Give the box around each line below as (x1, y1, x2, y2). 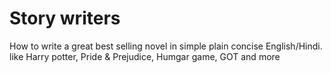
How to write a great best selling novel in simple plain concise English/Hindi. (9, 40, 323, 52)
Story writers (9, 7, 121, 30)
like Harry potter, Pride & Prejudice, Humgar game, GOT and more (9, 50, 281, 62)
